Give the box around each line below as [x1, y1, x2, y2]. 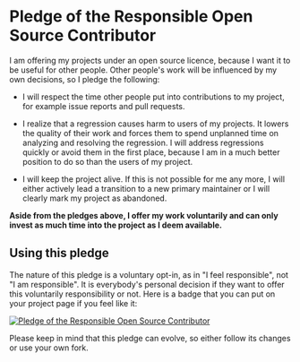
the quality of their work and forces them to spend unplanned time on [21, 127, 279, 138]
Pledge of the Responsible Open [9, 6, 253, 27]
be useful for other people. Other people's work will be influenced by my [9, 65, 278, 75]
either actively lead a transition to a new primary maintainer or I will [21, 183, 270, 194]
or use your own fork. [9, 342, 90, 353]
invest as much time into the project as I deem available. [9, 220, 222, 230]
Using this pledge [9, 246, 109, 261]
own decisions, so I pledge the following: [9, 73, 160, 84]
